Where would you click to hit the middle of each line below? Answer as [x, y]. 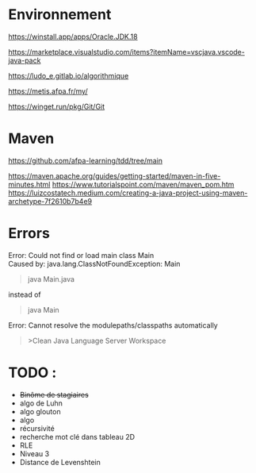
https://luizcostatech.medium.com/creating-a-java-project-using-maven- [128, 193]
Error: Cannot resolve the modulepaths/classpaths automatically [113, 325]
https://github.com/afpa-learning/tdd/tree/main [86, 160]
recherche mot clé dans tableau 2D [77, 436]
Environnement [60, 15]
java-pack [25, 60]
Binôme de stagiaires [54, 394]
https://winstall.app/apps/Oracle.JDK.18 [73, 37]
